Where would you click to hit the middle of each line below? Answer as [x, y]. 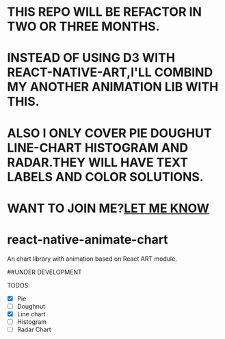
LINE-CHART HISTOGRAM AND [98, 148]
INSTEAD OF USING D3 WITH [91, 58]
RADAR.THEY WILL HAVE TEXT [98, 162]
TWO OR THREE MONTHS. [83, 26]
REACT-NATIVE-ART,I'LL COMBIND [110, 72]
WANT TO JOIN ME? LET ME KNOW [108, 208]
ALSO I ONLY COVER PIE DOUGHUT [109, 133]
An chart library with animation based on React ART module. [92, 259]
